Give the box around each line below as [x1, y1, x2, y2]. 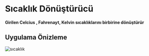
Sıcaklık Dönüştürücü [5, 3, 93, 14]
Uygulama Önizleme [5, 34, 68, 42]
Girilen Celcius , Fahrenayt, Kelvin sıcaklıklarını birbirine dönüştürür [5, 19, 144, 25]
